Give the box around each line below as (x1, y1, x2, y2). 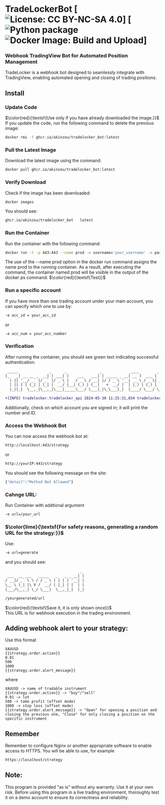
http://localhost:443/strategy (5, 443, 69, 448)
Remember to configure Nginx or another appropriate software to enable (5, 743, 152, 749)
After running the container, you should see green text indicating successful (5, 354, 159, 360)
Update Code (5, 104, 37, 111)
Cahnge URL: (5, 491, 37, 498)
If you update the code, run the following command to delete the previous (5, 120, 154, 126)
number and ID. (5, 410, 36, 416)
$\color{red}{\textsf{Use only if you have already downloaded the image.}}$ (5, 115, 160, 121)
